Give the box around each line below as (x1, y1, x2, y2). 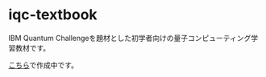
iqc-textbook (8, 6, 98, 24)
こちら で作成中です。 (8, 60, 79, 70)
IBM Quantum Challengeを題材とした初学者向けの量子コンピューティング (8, 33, 251, 43)
